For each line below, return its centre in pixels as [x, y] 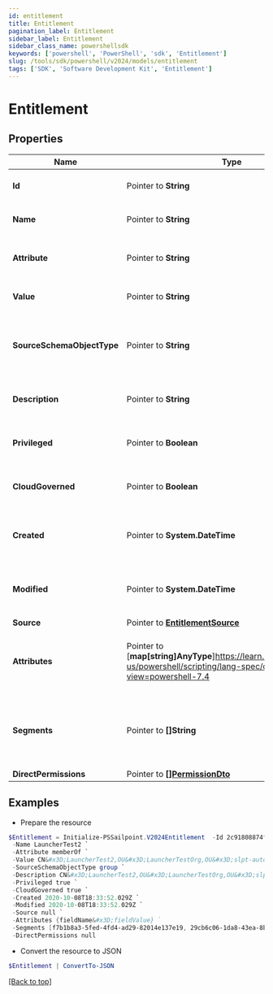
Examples [34, 803]
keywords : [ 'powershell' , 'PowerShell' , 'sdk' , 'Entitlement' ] [118, 54]
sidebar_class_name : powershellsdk [69, 46]
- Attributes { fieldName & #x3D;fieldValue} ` [87, 920]
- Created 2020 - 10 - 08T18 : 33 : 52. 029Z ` [76, 898]
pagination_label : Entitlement [61, 31]
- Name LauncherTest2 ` [50, 845]
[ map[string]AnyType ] [171, 656]
